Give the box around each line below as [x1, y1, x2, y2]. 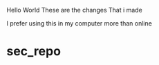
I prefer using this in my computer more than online [6, 19, 153, 27]
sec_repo [6, 44, 62, 59]
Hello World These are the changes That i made [6, 6, 142, 14]
